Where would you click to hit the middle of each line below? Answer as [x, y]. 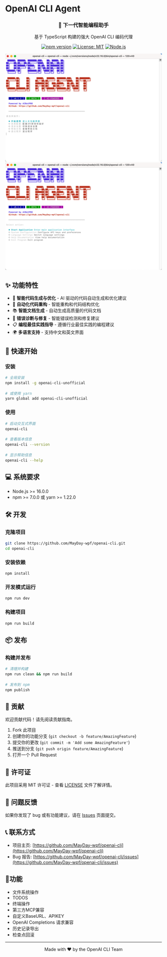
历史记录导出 [25, 928]
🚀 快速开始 [21, 351]
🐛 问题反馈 [21, 802]
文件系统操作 [25, 892]
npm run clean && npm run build [39, 674]
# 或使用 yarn [19, 393]
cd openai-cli [20, 549]
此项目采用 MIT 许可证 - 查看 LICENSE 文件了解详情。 [60, 785]
